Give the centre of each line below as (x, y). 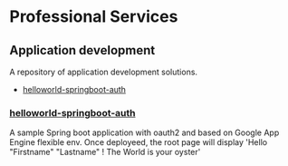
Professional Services (94, 17)
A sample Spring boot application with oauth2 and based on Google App (144, 132)
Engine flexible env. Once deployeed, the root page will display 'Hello (139, 142)
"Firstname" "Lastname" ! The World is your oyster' (105, 152)
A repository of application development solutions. (103, 72)
